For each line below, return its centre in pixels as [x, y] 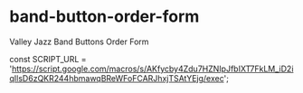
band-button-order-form [104, 17]
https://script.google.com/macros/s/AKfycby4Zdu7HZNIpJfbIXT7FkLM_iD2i [153, 69]
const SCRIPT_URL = [48, 59]
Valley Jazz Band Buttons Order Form [79, 42]
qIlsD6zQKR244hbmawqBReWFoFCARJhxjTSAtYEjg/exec [117, 78]
